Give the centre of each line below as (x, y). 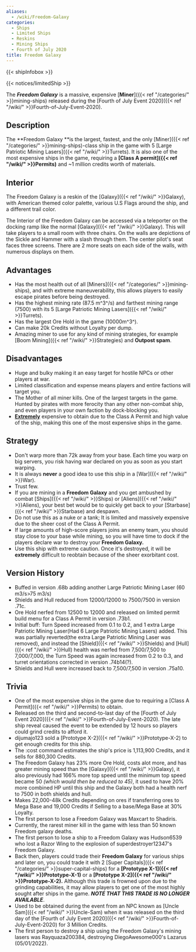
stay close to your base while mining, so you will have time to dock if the (102, 536)
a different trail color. (31, 209)
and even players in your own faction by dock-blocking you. (87, 410)
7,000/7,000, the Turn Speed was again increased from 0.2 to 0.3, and (99, 656)
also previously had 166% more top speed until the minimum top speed (100, 775)
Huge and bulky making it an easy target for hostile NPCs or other (94, 373)
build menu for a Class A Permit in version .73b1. (73, 618)
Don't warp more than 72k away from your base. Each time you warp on (101, 455)
